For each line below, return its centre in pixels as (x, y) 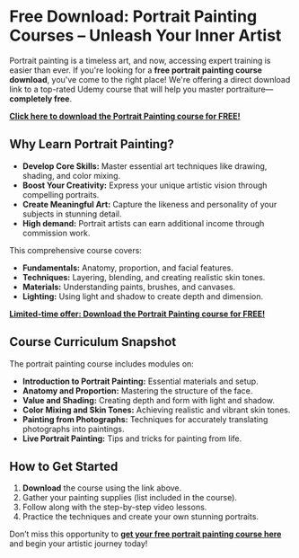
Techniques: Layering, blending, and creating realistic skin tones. (144, 277)
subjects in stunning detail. (72, 214)
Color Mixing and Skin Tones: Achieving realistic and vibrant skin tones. (156, 410)
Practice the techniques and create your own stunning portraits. (140, 517)
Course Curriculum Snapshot (93, 342)
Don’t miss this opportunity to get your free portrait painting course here (145, 534)
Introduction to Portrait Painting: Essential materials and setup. (140, 381)
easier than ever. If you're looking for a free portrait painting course (136, 70)
